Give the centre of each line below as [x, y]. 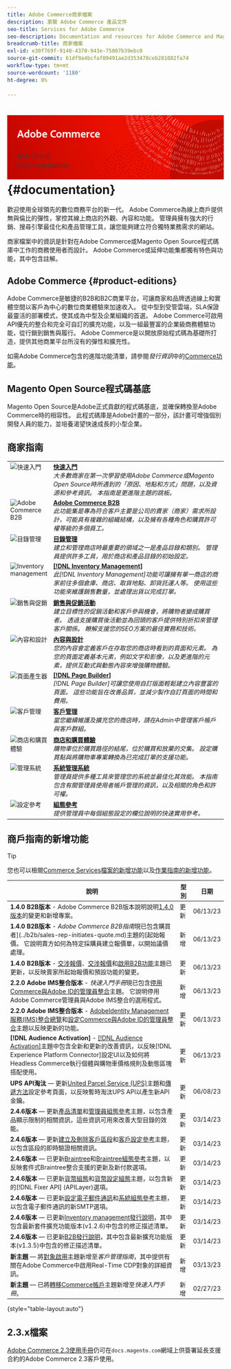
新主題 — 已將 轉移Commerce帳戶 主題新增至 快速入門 [85, 1284]
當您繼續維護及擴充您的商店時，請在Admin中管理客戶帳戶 [135, 720]
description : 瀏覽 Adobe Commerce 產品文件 [67, 22]
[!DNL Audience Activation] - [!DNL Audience [76, 1038]
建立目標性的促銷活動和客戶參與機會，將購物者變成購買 [132, 611]
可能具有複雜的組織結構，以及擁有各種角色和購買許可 [141, 519]
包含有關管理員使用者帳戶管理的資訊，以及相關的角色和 [132, 785]
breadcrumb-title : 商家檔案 [45, 44]
